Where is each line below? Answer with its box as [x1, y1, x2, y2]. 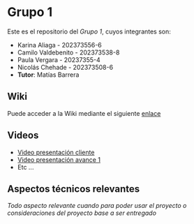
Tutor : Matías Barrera [17, 70, 80, 79]
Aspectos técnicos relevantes [7, 183, 140, 195]
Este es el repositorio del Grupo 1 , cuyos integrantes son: [7, 27, 171, 36]
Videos [7, 130, 39, 142]
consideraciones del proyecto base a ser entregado [7, 209, 157, 217]
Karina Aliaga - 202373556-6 [17, 40, 103, 49]
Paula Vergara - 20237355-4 [17, 55, 101, 64]
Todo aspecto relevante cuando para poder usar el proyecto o [7, 202, 187, 210]
